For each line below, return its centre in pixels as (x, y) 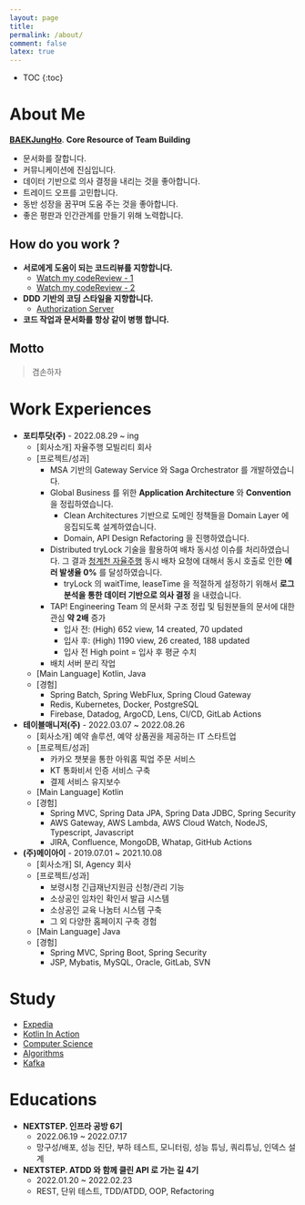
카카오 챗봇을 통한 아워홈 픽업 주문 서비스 (122, 759)
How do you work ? (65, 245)
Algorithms (43, 1053)
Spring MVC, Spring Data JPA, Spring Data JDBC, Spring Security (173, 812)
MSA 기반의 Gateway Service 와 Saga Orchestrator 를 (149, 469)
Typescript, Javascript (92, 832)
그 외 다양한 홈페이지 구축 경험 (103, 921)
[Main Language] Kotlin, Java (91, 673)
